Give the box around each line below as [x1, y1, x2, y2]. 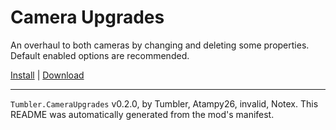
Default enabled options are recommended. [10, 49, 190, 61]
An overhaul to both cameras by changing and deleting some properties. [10, 39, 310, 51]
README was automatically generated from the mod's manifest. [10, 108, 275, 120]
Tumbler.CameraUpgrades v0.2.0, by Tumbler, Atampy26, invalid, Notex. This [10, 97, 319, 110]
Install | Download [10, 69, 85, 81]
